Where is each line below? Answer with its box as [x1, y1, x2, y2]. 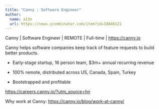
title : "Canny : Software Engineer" [5, 7, 81, 12]
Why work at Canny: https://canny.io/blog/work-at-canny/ [5, 98, 124, 104]
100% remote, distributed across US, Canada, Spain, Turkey [12, 69, 136, 75]
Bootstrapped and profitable [12, 79, 71, 85]
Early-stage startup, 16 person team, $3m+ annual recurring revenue [12, 59, 154, 65]
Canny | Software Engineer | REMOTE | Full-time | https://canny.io [5, 35, 141, 41]
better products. [5, 50, 38, 56]
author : [5, 12, 21, 17]
